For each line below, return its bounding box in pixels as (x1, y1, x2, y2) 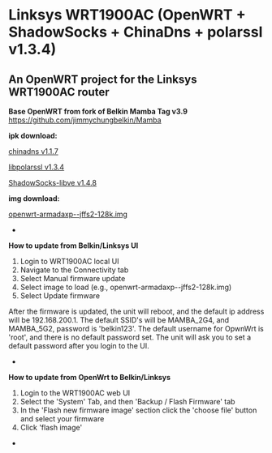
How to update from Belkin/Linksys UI (8, 241, 139, 250)
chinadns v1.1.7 (8, 147, 58, 156)
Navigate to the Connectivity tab (19, 265, 129, 275)
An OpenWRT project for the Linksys (8, 72, 197, 86)
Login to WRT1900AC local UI (19, 257, 119, 266)
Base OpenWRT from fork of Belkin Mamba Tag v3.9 (8, 107, 188, 116)
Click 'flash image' (19, 423, 83, 432)
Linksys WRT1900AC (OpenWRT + (8, 6, 246, 24)
